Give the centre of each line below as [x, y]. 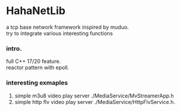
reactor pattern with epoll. [38, 68]
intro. [14, 48]
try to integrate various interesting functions [60, 33]
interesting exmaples [37, 83]
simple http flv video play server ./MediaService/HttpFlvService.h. [95, 102]
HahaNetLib [36, 11]
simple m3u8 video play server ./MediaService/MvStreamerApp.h [94, 96]
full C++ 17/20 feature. [33, 61]
